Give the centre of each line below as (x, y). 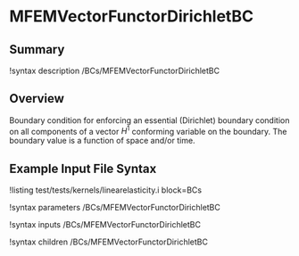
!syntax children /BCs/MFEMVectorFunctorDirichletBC (108, 242)
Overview (37, 99)
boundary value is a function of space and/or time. (102, 141)
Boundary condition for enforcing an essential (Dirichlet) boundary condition (149, 120)
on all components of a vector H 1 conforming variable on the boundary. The (148, 130)
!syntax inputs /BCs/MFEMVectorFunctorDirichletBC (105, 225)
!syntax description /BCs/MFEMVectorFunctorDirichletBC (115, 70)
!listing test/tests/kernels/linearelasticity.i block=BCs (106, 190)
